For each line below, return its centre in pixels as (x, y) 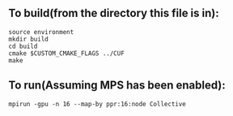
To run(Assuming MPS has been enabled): (117, 86)
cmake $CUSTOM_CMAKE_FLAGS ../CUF (67, 53)
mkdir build (28, 39)
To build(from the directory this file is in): (114, 13)
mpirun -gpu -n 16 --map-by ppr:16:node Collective (97, 104)
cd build (23, 46)
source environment (41, 32)
